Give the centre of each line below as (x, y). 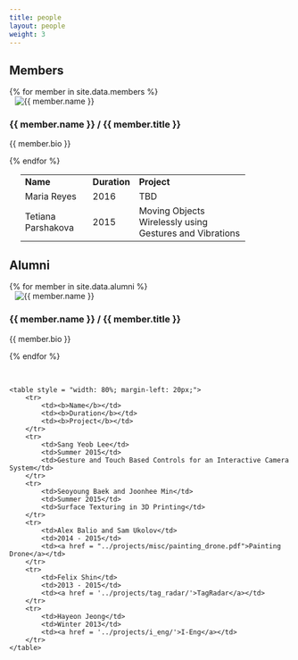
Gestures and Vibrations (190, 233)
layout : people (37, 26)
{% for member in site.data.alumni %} (79, 287)
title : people (36, 17)
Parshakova (50, 228)
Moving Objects (172, 211)
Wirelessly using (173, 222)
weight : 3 (28, 34)
